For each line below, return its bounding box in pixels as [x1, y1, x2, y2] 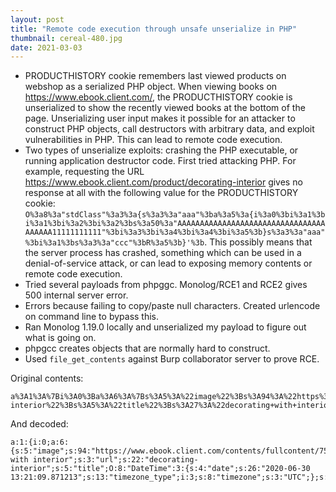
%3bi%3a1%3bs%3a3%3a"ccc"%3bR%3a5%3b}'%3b [24, 238, 205, 248]
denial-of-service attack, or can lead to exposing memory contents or [24, 257, 313, 270]
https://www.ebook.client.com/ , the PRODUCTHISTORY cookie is [24, 91, 293, 103]
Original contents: [10, 372, 84, 385]
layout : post [10, 14, 65, 25]
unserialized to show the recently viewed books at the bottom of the [24, 102, 306, 114]
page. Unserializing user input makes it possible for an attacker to [24, 112, 296, 125]
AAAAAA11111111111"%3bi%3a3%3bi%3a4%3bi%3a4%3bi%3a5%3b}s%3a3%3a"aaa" [24, 227, 326, 238]
